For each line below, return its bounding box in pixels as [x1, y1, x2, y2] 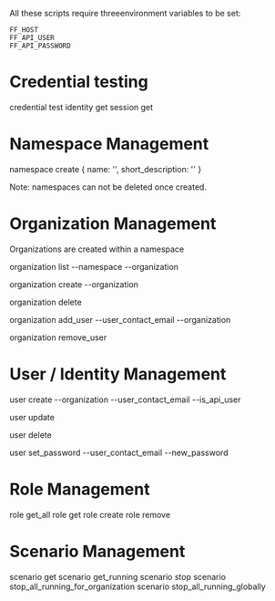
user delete [9, 429, 52, 440]
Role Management [9, 479, 150, 500]
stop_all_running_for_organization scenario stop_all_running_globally [9, 581, 266, 592]
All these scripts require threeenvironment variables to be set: [9, 8, 241, 18]
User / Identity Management [9, 364, 227, 384]
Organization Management [9, 213, 217, 234]
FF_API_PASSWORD [9, 41, 71, 50]
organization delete [9, 296, 82, 307]
